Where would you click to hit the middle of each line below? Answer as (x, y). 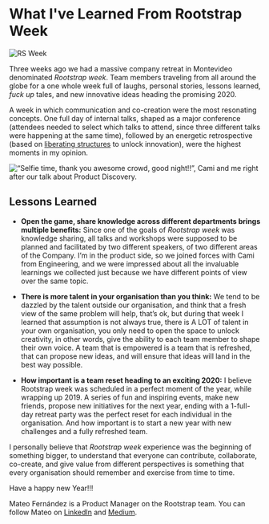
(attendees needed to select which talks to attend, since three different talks (135, 127)
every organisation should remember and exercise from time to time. (122, 472)
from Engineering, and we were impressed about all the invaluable (130, 264)
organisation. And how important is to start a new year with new (126, 423)
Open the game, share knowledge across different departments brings (141, 221)
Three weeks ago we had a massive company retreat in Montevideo (121, 68)
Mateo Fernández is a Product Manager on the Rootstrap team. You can (127, 503)
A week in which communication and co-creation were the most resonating (133, 110)
